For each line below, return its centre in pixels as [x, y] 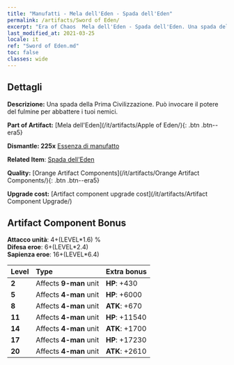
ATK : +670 [124, 306]
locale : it [23, 40]
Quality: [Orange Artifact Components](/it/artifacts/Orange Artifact [103, 173]
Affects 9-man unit [68, 284]
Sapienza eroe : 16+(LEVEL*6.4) [53, 254]
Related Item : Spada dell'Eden [51, 159]
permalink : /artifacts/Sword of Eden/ [63, 20]
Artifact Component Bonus [67, 223]
